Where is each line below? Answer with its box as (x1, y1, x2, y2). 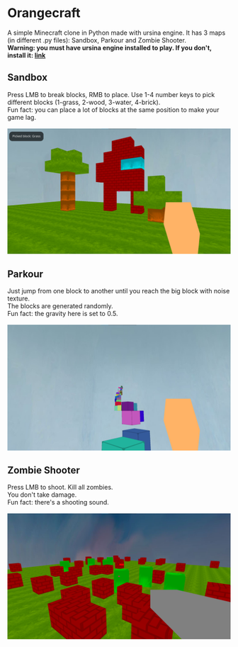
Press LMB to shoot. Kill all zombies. (7, 483, 113, 492)
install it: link (7, 51, 46, 60)
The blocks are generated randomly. (7, 302, 113, 310)
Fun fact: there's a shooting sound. (7, 498, 110, 507)
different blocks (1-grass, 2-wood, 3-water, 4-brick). (7, 98, 161, 106)
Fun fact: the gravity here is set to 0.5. (7, 310, 118, 318)
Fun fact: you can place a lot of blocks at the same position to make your (7, 105, 220, 114)
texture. (7, 294, 30, 303)
